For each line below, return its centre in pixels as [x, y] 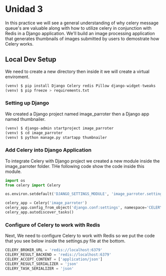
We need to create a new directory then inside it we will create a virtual [77, 71]
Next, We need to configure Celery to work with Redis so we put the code [80, 236]
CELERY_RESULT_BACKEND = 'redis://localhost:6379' [58, 255]
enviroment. [17, 77]
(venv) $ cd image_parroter [34, 133]
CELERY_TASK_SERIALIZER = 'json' [40, 269]
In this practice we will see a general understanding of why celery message [82, 23]
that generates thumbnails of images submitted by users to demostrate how [82, 39]
